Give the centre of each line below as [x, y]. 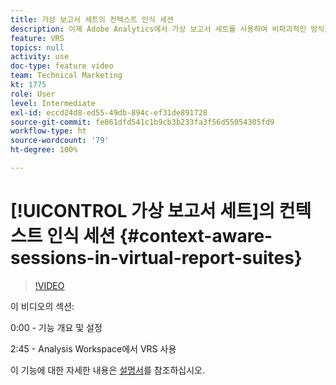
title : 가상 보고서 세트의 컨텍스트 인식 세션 [92, 19]
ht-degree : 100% [44, 150]
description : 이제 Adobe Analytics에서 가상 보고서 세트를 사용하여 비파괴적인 [158, 29]
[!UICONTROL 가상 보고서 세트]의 [143, 211]
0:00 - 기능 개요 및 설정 [56, 327]
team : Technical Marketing [66, 76]
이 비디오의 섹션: [42, 306]
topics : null [37, 47]
